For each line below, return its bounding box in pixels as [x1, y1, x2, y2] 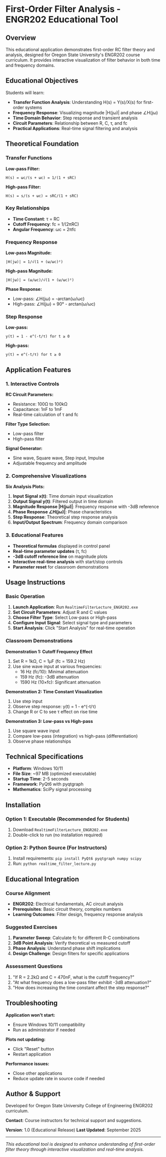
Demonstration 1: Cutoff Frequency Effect [5, 648, 93, 654]
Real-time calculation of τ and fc [12, 411, 78, 417]
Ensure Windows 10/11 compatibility [12, 1021, 85, 1027]
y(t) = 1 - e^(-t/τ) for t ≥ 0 [5, 334, 70, 339]
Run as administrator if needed [12, 1026, 75, 1033]
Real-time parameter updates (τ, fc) [12, 548, 87, 554]
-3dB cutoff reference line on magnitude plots [12, 553, 108, 559]
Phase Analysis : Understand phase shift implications [12, 945, 121, 952]
